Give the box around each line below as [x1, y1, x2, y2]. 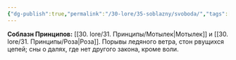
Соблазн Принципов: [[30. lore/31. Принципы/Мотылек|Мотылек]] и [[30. [7, 30, 229, 38]
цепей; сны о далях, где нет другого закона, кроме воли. [7, 44, 179, 53]
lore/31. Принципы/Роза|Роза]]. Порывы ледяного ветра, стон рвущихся [7, 37, 224, 46]
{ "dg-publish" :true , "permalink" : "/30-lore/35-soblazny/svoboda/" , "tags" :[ [7, 10, 232, 18]
